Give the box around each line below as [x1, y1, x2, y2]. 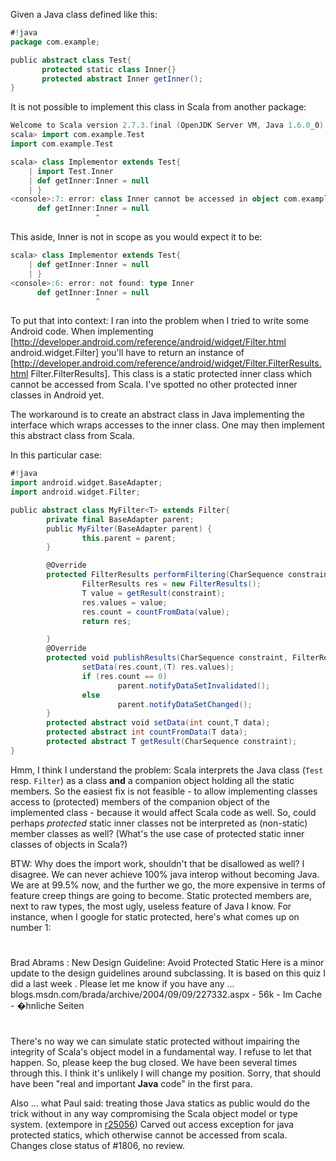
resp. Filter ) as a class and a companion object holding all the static [10, 774, 295, 786]
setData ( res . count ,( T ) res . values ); [81, 662, 235, 672]
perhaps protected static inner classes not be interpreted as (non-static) [10, 817, 308, 829]
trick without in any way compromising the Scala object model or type [10, 1108, 298, 1120]
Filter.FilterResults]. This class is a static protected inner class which [30, 368, 312, 380]
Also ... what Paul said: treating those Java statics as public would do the [10, 1097, 311, 1109]
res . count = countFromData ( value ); [81, 607, 230, 617]
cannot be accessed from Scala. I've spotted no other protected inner [10, 379, 298, 391]
